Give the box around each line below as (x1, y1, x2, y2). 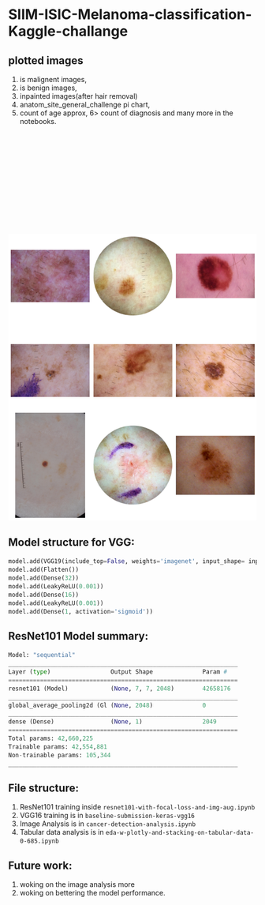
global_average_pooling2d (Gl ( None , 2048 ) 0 (8, 701, 207, 709)
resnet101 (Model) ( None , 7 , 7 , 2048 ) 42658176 (8, 685, 231, 693)
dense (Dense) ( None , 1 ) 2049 (8, 718, 217, 726)
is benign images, (19, 83, 77, 92)
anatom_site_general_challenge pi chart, (19, 100, 151, 109)
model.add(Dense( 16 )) (8, 591, 80, 599)
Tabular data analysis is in (19, 828, 104, 837)
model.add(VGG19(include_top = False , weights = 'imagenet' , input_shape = (8, 558, 245, 565)
